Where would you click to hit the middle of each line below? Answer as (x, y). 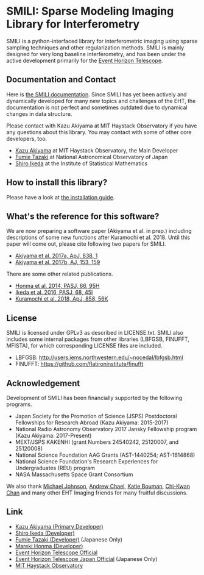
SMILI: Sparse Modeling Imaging (90, 11)
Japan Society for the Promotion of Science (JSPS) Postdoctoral (96, 416)
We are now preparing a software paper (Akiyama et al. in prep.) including (99, 231)
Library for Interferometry (73, 24)
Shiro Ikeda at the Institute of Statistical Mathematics (81, 163)
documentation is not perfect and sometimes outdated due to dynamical (97, 107)
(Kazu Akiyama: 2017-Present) (53, 435)
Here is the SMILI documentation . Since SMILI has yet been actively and (97, 94)
